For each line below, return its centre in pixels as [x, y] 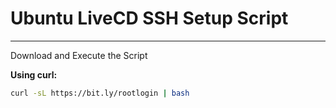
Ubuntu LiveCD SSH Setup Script [149, 18]
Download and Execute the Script [79, 55]
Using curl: [34, 74]
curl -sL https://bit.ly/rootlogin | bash [100, 93]
